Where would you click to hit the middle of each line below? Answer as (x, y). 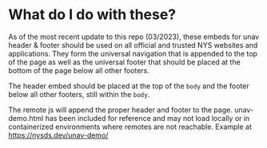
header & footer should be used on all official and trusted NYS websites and (133, 45)
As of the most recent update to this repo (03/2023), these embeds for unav (134, 37)
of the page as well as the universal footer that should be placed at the (125, 62)
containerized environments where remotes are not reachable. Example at (130, 127)
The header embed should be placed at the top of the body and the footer (129, 86)
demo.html (26, 118)
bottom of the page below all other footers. (79, 70)
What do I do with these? (92, 15)
